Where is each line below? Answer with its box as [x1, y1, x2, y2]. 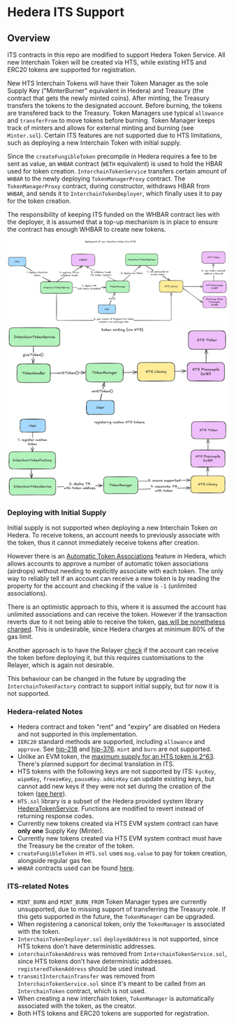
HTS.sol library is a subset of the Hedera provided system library [17, 797, 204, 806]
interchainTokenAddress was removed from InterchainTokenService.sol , [17, 949, 227, 958]
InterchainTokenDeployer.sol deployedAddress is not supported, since [17, 934, 219, 943]
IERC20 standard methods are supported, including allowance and [17, 738, 205, 746]
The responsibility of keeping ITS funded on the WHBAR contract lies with [7, 211, 220, 218]
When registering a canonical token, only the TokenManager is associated [17, 920, 225, 928]
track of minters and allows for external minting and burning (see [7, 124, 194, 132]
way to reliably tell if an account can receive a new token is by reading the [7, 575, 220, 583]
